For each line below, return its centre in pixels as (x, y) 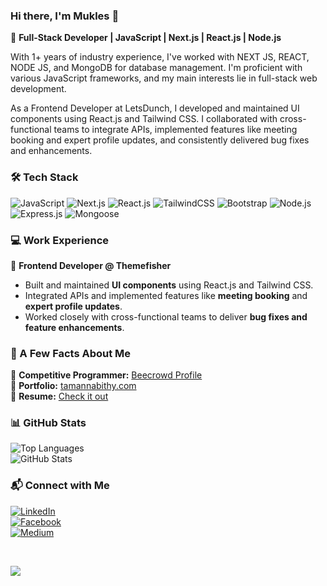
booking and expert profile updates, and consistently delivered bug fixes (160, 140)
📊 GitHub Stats (48, 423)
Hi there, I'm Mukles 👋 (65, 16)
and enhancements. (51, 151)
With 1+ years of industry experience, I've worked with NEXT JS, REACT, (160, 57)
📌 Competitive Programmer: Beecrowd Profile (106, 375)
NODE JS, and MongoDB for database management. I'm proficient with (156, 68)
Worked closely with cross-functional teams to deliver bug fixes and (166, 316)
